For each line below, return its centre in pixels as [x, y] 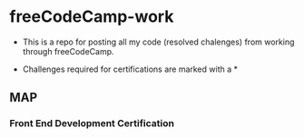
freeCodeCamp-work [92, 17]
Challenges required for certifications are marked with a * [130, 69]
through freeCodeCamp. [69, 51]
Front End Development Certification [92, 123]
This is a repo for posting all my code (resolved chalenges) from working [158, 42]
